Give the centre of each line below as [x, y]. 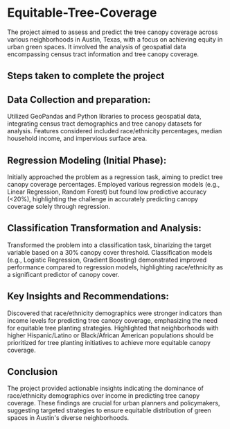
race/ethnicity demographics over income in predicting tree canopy [104, 396]
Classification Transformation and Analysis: [105, 228]
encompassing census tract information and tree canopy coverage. [103, 54]
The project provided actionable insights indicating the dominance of [106, 388]
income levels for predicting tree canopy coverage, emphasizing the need [113, 320]
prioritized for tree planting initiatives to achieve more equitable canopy [109, 342]
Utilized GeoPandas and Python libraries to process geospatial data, [104, 117]
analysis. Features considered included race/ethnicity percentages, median [115, 131]
